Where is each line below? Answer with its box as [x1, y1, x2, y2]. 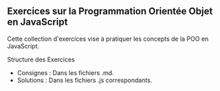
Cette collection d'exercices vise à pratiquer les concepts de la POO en [7, 34, 209, 43]
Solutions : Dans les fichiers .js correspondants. [16, 76, 153, 84]
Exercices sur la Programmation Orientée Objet [7, 6, 213, 17]
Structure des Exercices [7, 55, 76, 63]
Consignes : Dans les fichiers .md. [16, 68, 115, 77]
